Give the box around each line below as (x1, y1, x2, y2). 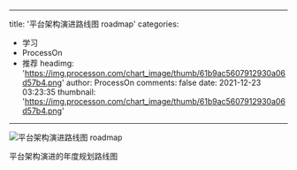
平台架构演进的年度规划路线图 (9, 151, 118, 161)
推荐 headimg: (21, 58, 75, 68)
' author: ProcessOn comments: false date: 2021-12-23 (61, 77, 262, 88)
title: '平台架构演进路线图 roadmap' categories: (9, 19, 179, 29)
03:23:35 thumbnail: (21, 87, 96, 97)
